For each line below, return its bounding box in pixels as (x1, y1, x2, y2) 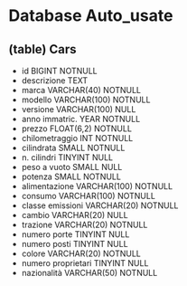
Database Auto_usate (8, 5, 173, 26)
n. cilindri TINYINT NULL (21, 152, 114, 163)
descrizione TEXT (21, 75, 89, 86)
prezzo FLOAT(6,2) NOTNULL (21, 123, 133, 134)
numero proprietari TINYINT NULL (21, 258, 149, 268)
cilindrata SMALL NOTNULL (21, 142, 126, 153)
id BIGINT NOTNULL (21, 65, 98, 76)
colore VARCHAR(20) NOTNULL (21, 248, 141, 259)
